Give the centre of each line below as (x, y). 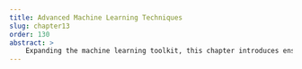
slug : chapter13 (40, 26)
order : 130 (30, 34)
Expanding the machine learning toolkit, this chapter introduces (152, 51)
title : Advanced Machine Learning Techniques (96, 17)
